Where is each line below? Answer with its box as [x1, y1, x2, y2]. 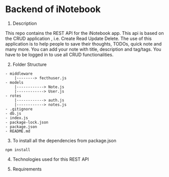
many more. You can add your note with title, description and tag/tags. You [5, 46, 161, 52]
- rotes [5, 93, 22, 98]
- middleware [5, 71, 33, 76]
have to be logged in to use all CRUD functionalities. [5, 52, 114, 58]
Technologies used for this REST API [12, 156, 90, 162]
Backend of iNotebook [5, 4, 101, 15]
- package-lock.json [5, 120, 49, 125]
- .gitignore [5, 106, 33, 112]
